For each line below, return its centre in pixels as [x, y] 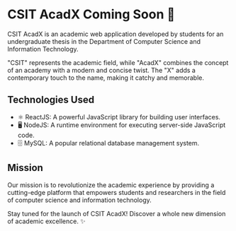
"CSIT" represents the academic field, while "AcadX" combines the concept [118, 62]
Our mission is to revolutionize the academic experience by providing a [111, 185]
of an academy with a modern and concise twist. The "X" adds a [102, 70]
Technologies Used [51, 100]
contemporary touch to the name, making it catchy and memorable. [106, 78]
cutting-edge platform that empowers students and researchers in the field [117, 192]
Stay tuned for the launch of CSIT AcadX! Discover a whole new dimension [117, 213]
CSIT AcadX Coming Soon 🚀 [91, 14]
